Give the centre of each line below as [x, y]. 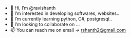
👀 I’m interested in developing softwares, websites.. [65, 13]
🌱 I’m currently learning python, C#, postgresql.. [61, 19]
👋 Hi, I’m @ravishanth [33, 8]
